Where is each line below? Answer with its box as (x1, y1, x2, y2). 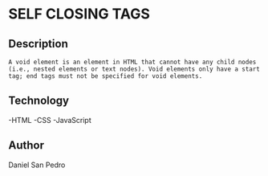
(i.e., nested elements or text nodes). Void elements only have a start (8, 65, 261, 73)
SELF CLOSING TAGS (8, 5, 151, 23)
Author (8, 138, 44, 153)
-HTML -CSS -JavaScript (8, 115, 91, 125)
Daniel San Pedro (8, 160, 66, 170)
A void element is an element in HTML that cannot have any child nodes (8, 58, 257, 66)
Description (8, 37, 68, 51)
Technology (8, 94, 70, 108)
